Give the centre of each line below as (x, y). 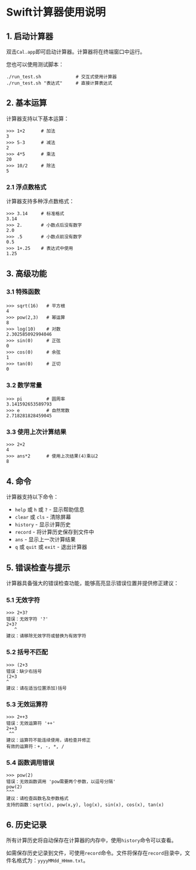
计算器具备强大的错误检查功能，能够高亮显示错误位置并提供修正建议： (93, 583)
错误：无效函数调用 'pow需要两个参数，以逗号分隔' (61, 782)
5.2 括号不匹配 (27, 652)
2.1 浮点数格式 (26, 187)
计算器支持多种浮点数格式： (40, 202)
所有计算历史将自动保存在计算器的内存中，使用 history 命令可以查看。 (92, 840)
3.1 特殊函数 (23, 292)
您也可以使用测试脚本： (35, 64)
